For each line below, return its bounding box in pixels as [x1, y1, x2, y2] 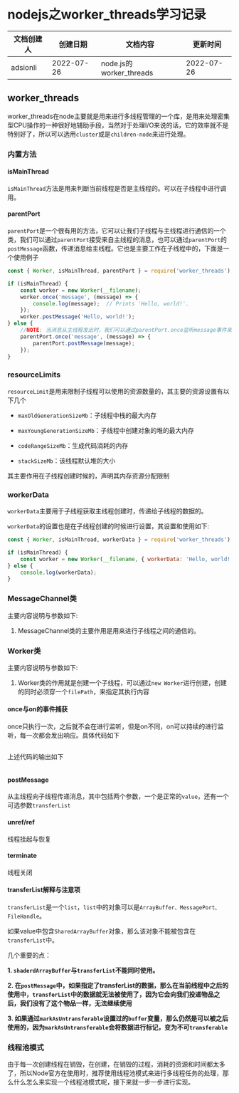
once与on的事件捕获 [7, 705, 68, 713]
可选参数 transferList [7, 801, 71, 810]
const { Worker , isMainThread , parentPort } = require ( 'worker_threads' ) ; [7, 268, 234, 275]
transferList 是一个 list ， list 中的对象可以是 [7, 902, 140, 911]
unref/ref [7, 817, 36, 826]
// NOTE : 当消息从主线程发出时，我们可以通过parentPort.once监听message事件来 [20, 327, 233, 334]
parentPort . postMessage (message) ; [33, 340, 135, 347]
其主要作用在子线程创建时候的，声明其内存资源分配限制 [7, 471, 169, 480]
